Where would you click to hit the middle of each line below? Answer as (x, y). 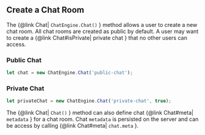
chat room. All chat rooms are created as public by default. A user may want (102, 31)
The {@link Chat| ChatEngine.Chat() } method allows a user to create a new (102, 24)
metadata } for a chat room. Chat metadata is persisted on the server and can (102, 119)
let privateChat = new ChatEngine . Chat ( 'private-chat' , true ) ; (89, 101)
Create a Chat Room (45, 10)
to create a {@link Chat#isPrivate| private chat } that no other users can (97, 38)
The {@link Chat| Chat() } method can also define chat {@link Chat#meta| (100, 113)
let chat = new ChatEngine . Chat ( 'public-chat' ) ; (70, 73)
